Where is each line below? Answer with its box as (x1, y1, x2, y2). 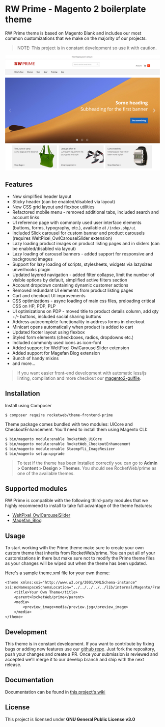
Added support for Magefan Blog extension (12, 350, 100, 356)
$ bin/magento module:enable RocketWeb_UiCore (5, 436, 102, 442)
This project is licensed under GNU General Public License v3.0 (5, 716, 136, 722)
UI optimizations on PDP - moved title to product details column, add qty (12, 308, 159, 314)
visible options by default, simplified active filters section (12, 277, 128, 283)
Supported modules (5, 484, 67, 493)
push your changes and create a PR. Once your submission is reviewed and (5, 651, 158, 657)
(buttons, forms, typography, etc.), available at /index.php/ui (12, 224, 136, 230)
